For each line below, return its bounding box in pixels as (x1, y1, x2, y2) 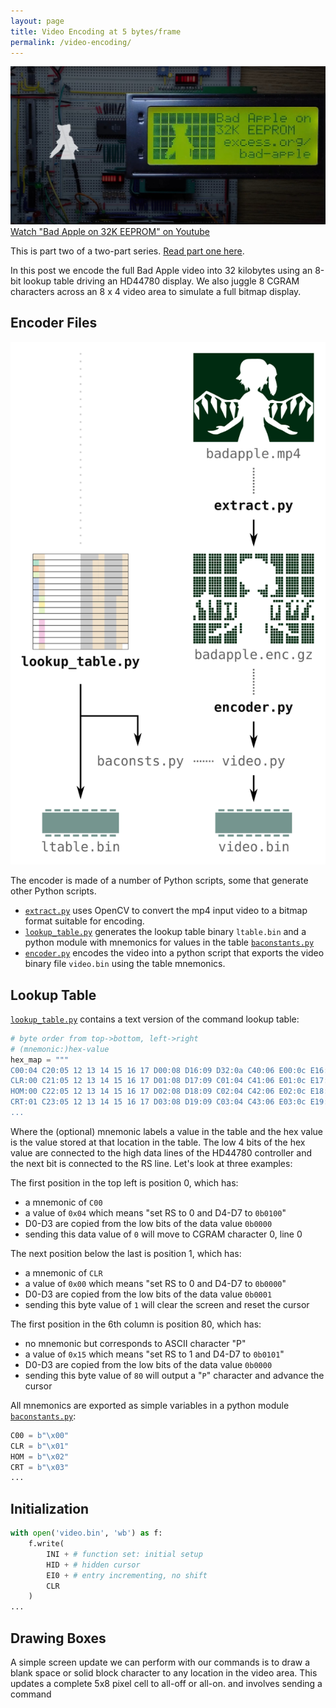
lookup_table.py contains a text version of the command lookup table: (10, 1013, 300, 1025)
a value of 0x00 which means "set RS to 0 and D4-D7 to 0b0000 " (24, 1277, 287, 1289)
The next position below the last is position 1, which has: (10, 1247, 242, 1259)
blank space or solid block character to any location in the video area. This (10, 1666, 318, 1679)
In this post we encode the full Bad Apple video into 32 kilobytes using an (10, 264, 313, 276)
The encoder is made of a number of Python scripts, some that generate (10, 875, 309, 887)
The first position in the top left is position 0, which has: (10, 1176, 239, 1189)
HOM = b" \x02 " (10, 1451, 70, 1462)
